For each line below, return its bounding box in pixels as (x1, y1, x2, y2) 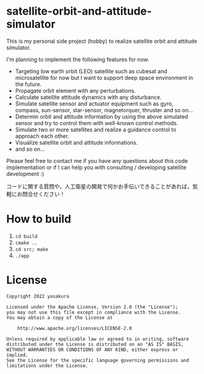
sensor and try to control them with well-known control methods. (15, 119, 178, 126)
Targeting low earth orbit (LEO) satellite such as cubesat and (15, 67, 167, 74)
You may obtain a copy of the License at (6, 314, 113, 321)
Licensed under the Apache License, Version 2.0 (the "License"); (6, 304, 178, 310)
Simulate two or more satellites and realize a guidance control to (15, 126, 177, 133)
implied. (6, 352, 29, 358)
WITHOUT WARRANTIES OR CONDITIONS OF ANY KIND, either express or (6, 347, 178, 353)
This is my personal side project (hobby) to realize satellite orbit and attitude (6, 37, 197, 45)
